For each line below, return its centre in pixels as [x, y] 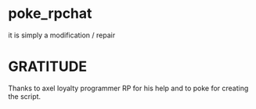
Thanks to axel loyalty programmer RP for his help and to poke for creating [128, 88]
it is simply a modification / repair [62, 35]
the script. [25, 96]
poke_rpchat [50, 14]
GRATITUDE [48, 67]
